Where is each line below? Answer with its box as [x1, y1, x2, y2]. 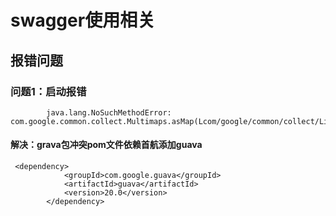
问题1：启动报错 [10, 84, 87, 98]
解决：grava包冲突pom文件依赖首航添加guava [10, 139, 203, 151]
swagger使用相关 [10, 9, 156, 32]
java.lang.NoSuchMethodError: [46, 107, 172, 118]
